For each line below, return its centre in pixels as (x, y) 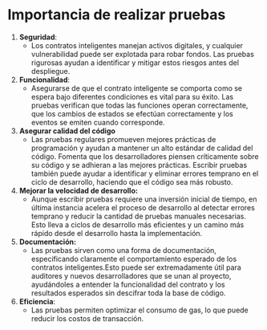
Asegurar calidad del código (67, 131)
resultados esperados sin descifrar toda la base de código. (128, 293)
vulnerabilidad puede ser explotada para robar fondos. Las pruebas (142, 54)
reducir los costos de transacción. (87, 318)
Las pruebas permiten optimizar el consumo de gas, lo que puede (140, 310)
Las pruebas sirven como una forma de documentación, (124, 250)
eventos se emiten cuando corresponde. (98, 122)
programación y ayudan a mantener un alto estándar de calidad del (142, 148)
